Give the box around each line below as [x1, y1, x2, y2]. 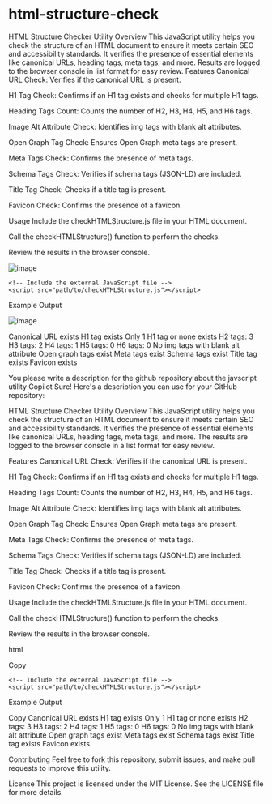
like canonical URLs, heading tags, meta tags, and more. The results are [8, 431, 249, 442]
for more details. [8, 787, 63, 797]
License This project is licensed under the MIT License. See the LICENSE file [8, 779, 264, 789]
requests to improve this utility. [8, 763, 111, 772]
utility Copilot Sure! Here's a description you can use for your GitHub [8, 382, 237, 391]
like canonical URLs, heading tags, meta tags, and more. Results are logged [8, 58, 261, 67]
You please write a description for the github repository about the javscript [8, 373, 257, 383]
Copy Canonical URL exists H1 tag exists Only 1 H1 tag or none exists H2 [8, 712, 249, 722]
